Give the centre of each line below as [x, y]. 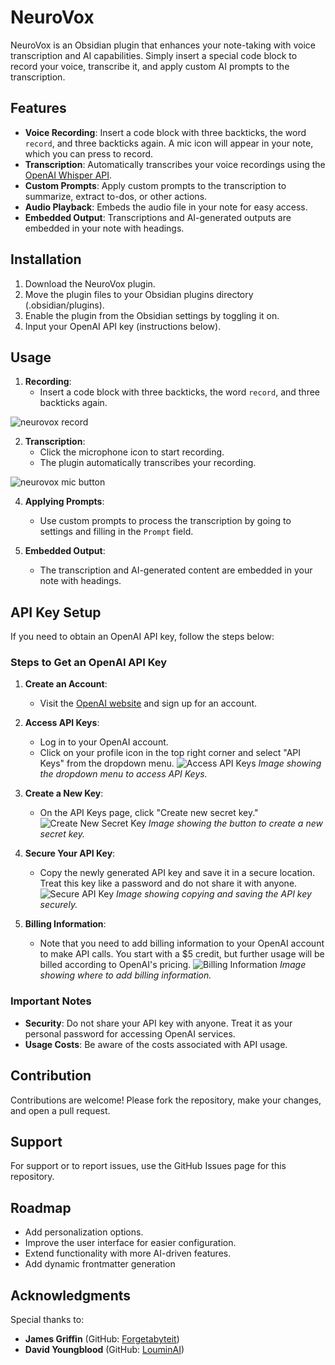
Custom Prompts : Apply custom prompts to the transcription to [155, 185]
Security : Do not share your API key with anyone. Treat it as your [158, 1023]
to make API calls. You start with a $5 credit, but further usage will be [182, 954]
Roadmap [41, 1207]
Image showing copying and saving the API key [214, 894]
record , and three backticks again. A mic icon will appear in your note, [169, 143]
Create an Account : [66, 684]
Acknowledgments [71, 1295]
